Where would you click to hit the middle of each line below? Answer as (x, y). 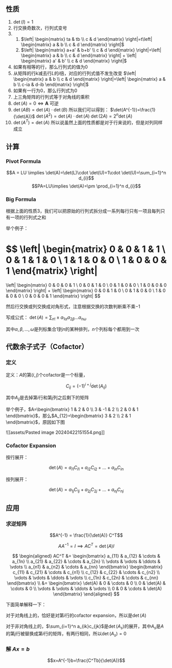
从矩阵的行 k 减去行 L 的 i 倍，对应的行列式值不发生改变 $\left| (75, 73)
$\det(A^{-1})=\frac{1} (133, 109)
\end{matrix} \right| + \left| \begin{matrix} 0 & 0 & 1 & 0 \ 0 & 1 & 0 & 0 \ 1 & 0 (86, 291)
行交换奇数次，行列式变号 (40, 28)
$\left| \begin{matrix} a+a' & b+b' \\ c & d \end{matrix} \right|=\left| (91, 50)
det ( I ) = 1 (23, 21)
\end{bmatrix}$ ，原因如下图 (35, 422)
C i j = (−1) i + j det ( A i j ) (86, 386)
